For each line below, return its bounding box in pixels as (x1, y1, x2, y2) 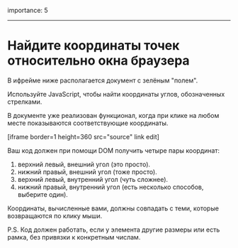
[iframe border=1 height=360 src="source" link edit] (7, 132, 159, 141)
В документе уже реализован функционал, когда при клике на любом (7, 111, 220, 119)
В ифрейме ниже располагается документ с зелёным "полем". (7, 76, 198, 85)
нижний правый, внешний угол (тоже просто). (17, 167, 157, 176)
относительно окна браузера (7, 53, 190, 69)
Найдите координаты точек (7, 38, 180, 54)
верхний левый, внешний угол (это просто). (17, 160, 151, 168)
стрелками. (7, 97, 42, 106)
